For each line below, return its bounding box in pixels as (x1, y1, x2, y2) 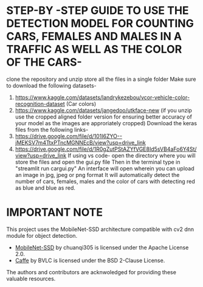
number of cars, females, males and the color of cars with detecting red (15, 178, 196, 185)
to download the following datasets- (6, 81, 97, 89)
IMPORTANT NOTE (6, 206, 103, 220)
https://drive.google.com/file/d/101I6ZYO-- (15, 132, 123, 140)
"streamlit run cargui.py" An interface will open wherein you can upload (15, 165, 194, 172)
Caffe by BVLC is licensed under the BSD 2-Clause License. (15, 257, 165, 264)
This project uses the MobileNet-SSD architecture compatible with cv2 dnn (6, 226, 194, 233)
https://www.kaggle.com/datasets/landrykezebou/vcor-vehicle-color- (15, 94, 190, 101)
